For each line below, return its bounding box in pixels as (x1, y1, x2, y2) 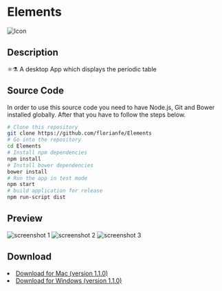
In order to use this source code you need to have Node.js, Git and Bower (7, 103, 215, 111)
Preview (7, 213, 43, 224)
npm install (7, 155, 41, 162)
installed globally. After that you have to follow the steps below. (7, 110, 186, 119)
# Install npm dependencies (7, 149, 88, 156)
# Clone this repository (7, 124, 78, 130)
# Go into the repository (7, 137, 81, 143)
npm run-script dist (7, 194, 67, 201)
